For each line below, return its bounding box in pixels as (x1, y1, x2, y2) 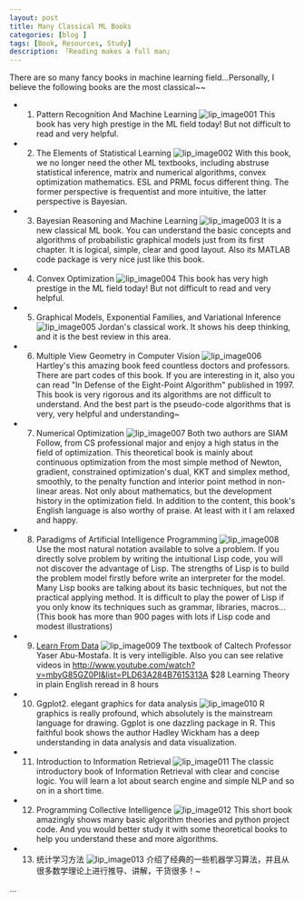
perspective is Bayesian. (35, 196, 128, 207)
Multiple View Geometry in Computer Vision (35, 351, 201, 362)
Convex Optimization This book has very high (35, 274, 269, 285)
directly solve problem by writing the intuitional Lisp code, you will (35, 554, 283, 565)
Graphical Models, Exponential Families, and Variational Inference (35, 312, 281, 323)
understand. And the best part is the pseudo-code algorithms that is (35, 399, 291, 410)
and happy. (35, 515, 79, 526)
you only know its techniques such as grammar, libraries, (35, 602, 250, 613)
